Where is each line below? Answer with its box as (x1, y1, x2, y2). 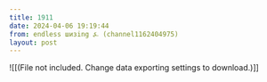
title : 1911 (9, 12, 53, 22)
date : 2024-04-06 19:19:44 (9, 21, 109, 30)
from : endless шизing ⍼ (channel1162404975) (9, 29, 179, 38)
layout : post (9, 37, 58, 47)
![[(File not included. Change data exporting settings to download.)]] (9, 62, 260, 73)
